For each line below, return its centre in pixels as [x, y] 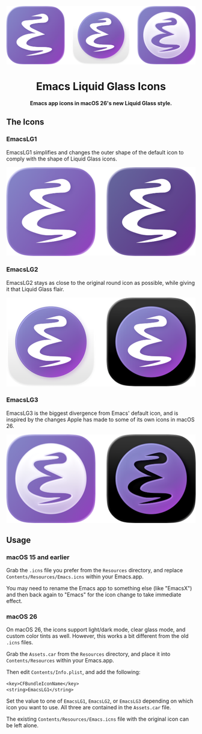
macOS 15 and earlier [38, 557]
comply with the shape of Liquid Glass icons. [62, 159]
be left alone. [23, 726]
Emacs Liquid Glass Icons [101, 87]
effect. [14, 601]
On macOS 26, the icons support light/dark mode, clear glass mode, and [96, 630]
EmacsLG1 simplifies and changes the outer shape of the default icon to [95, 152]
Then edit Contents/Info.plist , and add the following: [73, 672]
